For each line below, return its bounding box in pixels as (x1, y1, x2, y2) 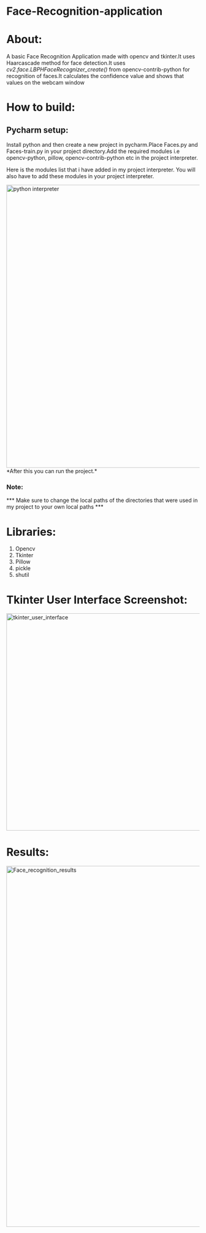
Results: (6, 845, 49, 859)
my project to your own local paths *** (6, 503, 104, 511)
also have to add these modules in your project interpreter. (6, 173, 154, 180)
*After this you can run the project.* (6, 468, 97, 475)
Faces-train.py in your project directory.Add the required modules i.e (6, 147, 180, 155)
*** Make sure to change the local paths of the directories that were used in (6, 496, 198, 504)
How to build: (6, 100, 75, 114)
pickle (15, 565, 31, 572)
